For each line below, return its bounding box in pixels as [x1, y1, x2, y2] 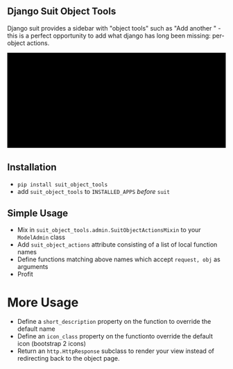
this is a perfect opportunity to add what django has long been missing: [7, 31, 212, 40]
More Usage [7, 295, 79, 310]
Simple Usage [7, 207, 69, 219]
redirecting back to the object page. [17, 354, 120, 363]
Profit [17, 270, 33, 279]
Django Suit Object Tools [7, 6, 116, 17]
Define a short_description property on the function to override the [17, 318, 212, 326]
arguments [17, 263, 49, 271]
